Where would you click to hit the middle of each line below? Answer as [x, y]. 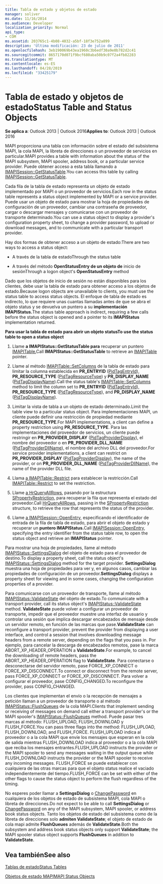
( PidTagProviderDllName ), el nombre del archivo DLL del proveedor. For [83, 448]
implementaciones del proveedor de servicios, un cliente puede [76, 432]
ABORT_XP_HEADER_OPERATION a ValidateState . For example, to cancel [78, 650]
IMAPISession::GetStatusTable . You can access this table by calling [72, 171]
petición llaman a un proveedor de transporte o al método [63, 701]
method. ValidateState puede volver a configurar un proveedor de [72, 608]
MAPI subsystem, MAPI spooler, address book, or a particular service [75, 161]
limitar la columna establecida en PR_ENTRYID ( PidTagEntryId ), [76, 371]
